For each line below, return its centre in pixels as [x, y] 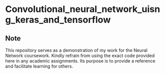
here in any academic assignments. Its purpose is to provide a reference [80, 61]
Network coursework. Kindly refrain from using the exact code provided [80, 55]
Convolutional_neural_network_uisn [83, 9]
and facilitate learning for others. [39, 66]
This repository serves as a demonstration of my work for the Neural [76, 50]
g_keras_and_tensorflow [58, 20]
